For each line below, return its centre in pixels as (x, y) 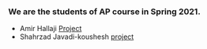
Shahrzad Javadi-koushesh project (77, 37)
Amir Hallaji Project (51, 29)
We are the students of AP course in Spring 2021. (105, 12)
